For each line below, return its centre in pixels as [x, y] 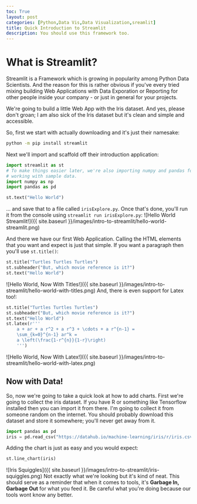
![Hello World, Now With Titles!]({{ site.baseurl [62, 284]
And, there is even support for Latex [140, 290]
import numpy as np [30, 182]
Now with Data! [35, 382]
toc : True [18, 11]
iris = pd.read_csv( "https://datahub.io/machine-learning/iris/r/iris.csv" [101, 437]
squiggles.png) [24, 476]
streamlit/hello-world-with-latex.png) [51, 363]
